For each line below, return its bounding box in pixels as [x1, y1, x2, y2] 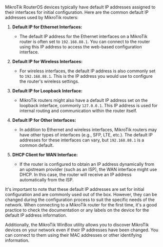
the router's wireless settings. [19, 78, 80, 84]
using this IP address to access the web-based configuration [19, 44, 142, 49]
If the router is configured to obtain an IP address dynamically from [19, 161, 155, 167]
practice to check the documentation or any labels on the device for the [5, 207, 149, 213]
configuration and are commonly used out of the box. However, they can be [5, 192, 157, 197]
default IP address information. [5, 212, 67, 218]
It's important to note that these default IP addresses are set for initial [5, 186, 144, 192]
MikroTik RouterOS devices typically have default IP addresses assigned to [5, 4, 156, 10]
